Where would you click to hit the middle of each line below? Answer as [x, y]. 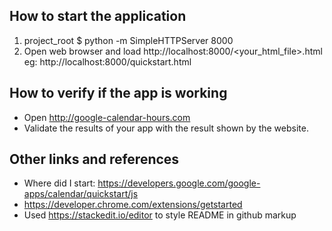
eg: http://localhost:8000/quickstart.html [107, 61]
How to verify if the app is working [118, 93]
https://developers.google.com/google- [179, 183]
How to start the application [98, 16]
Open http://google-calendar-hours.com [107, 117]
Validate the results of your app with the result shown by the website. [166, 128]
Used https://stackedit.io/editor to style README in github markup [160, 215]
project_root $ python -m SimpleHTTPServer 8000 [128, 40]
